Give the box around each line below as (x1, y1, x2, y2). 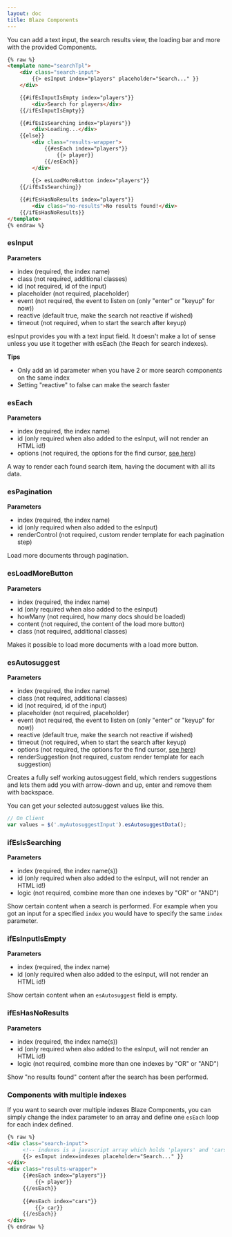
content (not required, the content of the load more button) (17, 619, 185, 628)
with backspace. (7, 788, 55, 796)
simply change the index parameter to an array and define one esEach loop (7, 1113, 220, 1121)
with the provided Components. (7, 43, 97, 51)
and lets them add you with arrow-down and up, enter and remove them (7, 781, 212, 789)
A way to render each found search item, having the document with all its (7, 462, 215, 471)
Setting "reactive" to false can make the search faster (17, 380, 171, 389)
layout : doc (7, 10, 41, 17)
